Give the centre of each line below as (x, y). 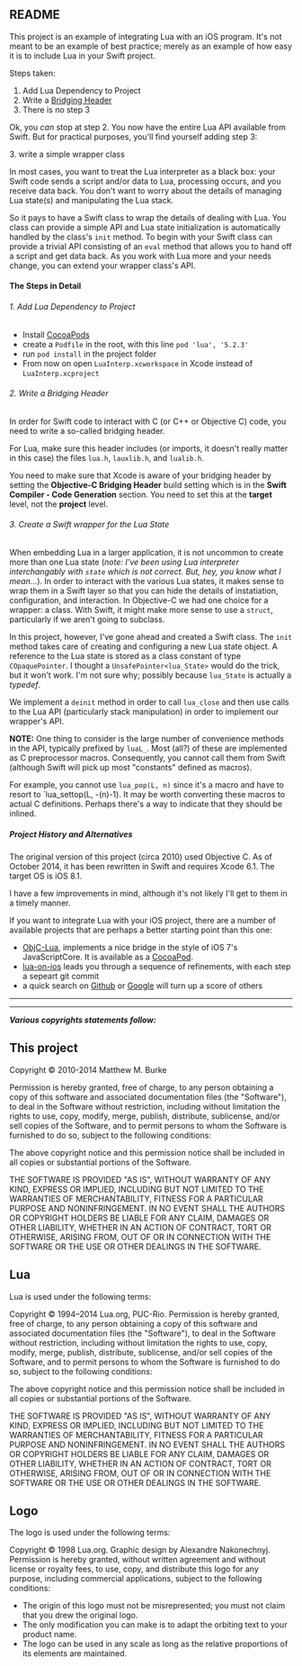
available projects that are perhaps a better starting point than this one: (141, 930)
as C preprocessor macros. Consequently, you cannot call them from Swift (147, 758)
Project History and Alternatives (71, 834)
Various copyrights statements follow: (83, 1020)
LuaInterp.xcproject (61, 374)
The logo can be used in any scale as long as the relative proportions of (155, 1644)
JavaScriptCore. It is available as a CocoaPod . (107, 957)
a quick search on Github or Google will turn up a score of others (142, 986)
